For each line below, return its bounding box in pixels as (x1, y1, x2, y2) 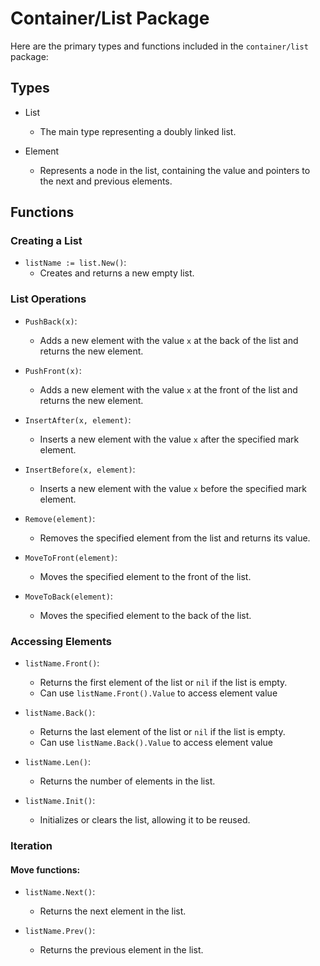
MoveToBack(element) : (24, 590, 113, 602)
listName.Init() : (24, 795, 96, 807)
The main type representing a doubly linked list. (39, 125, 237, 137)
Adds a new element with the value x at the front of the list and (39, 383, 298, 396)
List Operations (10, 292, 87, 306)
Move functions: (10, 863, 81, 876)
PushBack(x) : (24, 315, 78, 327)
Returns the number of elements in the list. (39, 775, 216, 787)
